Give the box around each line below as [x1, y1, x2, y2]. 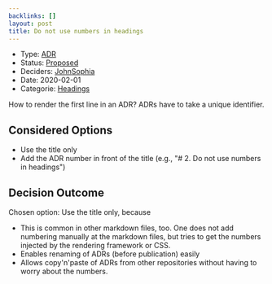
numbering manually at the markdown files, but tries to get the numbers [20, 232, 261, 241]
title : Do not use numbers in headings [8, 27, 144, 35]
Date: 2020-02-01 [20, 75, 81, 85]
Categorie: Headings [20, 84, 90, 94]
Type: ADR [20, 50, 57, 59]
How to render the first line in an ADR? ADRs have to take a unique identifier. [8, 99, 265, 110]
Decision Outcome [8, 186, 104, 199]
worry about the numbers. [20, 266, 108, 276]
